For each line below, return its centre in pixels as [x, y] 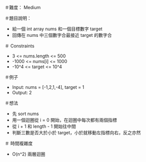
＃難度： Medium [23, 7]
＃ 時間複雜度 [19, 143]
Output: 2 [22, 93]
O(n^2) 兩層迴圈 [29, 154]
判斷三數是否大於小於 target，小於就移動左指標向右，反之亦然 [76, 132]
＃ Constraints [20, 46]
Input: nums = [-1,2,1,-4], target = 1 [48, 87]
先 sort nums [25, 114]
